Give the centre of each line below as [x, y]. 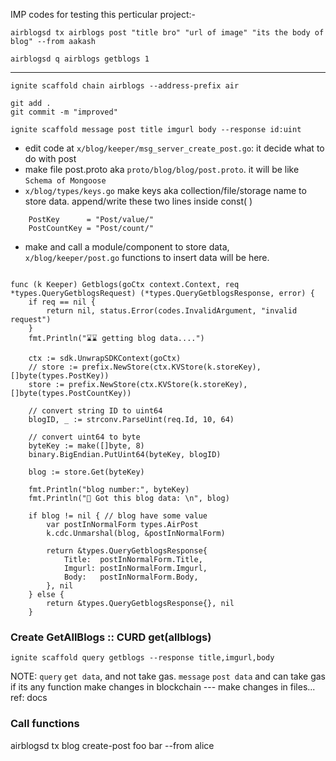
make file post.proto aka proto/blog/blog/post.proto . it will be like [162, 169]
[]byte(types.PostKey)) [60, 376]
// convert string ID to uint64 [95, 411]
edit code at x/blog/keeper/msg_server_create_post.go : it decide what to [174, 148]
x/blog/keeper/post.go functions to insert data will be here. [147, 257]
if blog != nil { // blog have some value [118, 516]
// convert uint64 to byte [84, 437]
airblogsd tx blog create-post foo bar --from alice [112, 745]
